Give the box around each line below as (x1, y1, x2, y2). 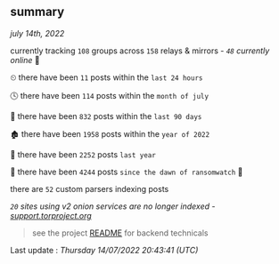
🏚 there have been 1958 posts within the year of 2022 (10, 128, 210, 139)
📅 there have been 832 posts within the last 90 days (10, 110, 202, 121)
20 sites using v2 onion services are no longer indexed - (10, 201, 216, 212)
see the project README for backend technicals (31, 228, 209, 238)
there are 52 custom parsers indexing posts (10, 183, 169, 194)
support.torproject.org (10, 210, 92, 220)
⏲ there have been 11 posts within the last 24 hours (10, 72, 203, 83)
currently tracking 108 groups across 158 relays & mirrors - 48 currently (10, 45, 270, 56)
